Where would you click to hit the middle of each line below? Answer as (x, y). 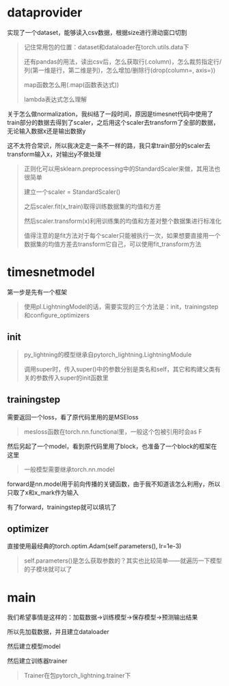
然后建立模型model (34, 646)
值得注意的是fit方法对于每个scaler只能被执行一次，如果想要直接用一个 (122, 235)
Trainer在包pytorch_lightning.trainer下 (77, 676)
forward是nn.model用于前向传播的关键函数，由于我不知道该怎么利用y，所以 (114, 484)
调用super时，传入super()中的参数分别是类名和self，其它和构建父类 (119, 369)
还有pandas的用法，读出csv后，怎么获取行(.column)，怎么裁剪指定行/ (123, 61)
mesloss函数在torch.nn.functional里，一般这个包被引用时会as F (113, 431)
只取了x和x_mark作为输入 (43, 492)
